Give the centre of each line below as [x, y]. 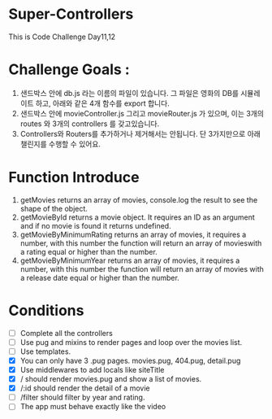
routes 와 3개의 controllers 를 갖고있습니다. [90, 124]
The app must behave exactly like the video [93, 407]
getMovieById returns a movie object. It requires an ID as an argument [138, 217]
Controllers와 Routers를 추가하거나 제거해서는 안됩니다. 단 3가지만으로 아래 [140, 133]
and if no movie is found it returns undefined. [96, 225]
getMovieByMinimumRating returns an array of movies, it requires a [133, 234]
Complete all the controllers [67, 333]
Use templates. [45, 351]
